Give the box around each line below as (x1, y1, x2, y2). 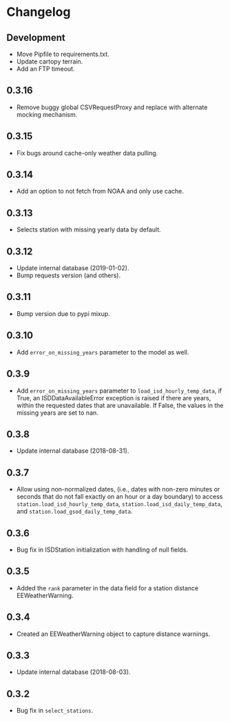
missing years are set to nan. (16, 409, 99, 417)
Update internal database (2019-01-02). (16, 264, 129, 272)
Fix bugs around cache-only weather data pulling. (16, 149, 158, 157)
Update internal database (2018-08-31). (16, 447, 129, 455)
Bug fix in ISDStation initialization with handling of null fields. (16, 545, 189, 554)
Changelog (6, 4, 71, 20)
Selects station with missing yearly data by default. (16, 225, 161, 234)
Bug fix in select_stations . (16, 706, 94, 715)
